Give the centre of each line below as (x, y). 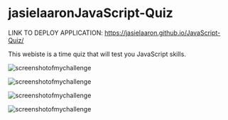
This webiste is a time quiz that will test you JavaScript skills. (97, 54)
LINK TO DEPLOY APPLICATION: (56, 33)
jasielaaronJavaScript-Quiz (91, 13)
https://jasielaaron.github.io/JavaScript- (163, 33)
